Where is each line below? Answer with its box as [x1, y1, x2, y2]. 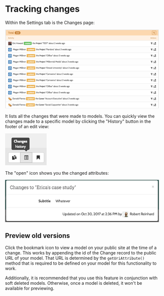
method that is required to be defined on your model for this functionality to [5, 260, 157, 266]
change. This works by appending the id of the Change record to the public [5, 250, 157, 255]
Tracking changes [5, 3, 80, 15]
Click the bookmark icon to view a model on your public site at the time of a [5, 245, 157, 250]
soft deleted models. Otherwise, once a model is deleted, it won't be [5, 280, 143, 286]
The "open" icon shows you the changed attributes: [5, 170, 109, 176]
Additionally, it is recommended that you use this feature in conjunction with [5, 275, 158, 281]
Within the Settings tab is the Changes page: [5, 20, 95, 25]
